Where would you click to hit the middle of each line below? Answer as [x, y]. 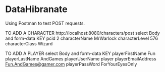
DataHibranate [36, 9]
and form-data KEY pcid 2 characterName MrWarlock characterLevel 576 [81, 38]
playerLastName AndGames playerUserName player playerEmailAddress [81, 58]
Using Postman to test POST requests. [45, 23]
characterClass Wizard [29, 43]
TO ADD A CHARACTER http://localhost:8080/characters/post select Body [82, 33]
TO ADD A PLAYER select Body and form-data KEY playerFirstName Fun [80, 53]
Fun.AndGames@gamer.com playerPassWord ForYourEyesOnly [71, 64]
